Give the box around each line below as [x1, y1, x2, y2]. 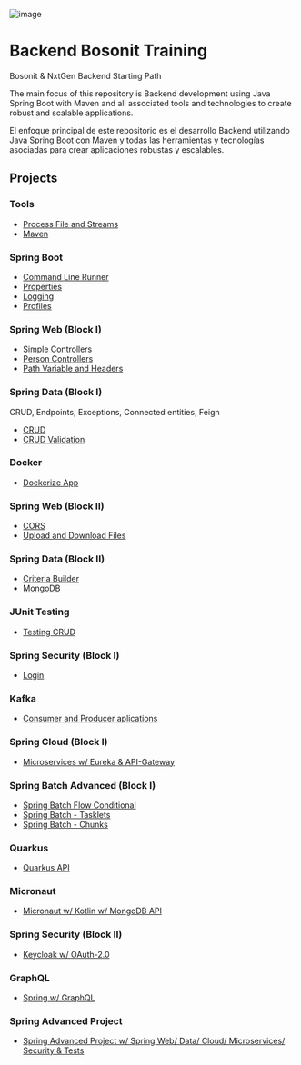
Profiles [22, 300, 52, 311]
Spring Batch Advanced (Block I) [9, 779, 156, 791]
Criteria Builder [22, 573, 80, 584]
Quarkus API [22, 862, 70, 873]
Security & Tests [22, 1045, 85, 1056]
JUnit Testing [9, 605, 70, 618]
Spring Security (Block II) [9, 928, 123, 941]
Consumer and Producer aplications [22, 713, 158, 724]
